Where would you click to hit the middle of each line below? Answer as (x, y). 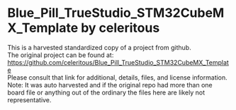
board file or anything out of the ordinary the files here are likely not (106, 92)
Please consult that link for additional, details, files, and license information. (118, 77)
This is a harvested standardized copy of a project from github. (99, 47)
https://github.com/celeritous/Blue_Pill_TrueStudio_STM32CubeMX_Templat (118, 62)
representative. (29, 99)
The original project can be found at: (61, 55)
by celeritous (120, 28)
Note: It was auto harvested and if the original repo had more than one (110, 85)
